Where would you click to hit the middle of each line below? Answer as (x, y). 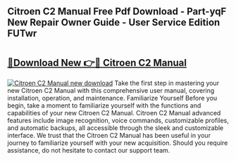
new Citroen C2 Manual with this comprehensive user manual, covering (111, 90)
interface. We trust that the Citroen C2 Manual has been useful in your (109, 135)
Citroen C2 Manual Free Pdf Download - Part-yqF (117, 12)
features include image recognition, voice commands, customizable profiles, (118, 120)
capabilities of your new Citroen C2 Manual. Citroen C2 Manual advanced (114, 113)
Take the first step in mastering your (167, 83)
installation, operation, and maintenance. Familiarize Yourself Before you (112, 98)
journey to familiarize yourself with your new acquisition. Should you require (118, 143)
